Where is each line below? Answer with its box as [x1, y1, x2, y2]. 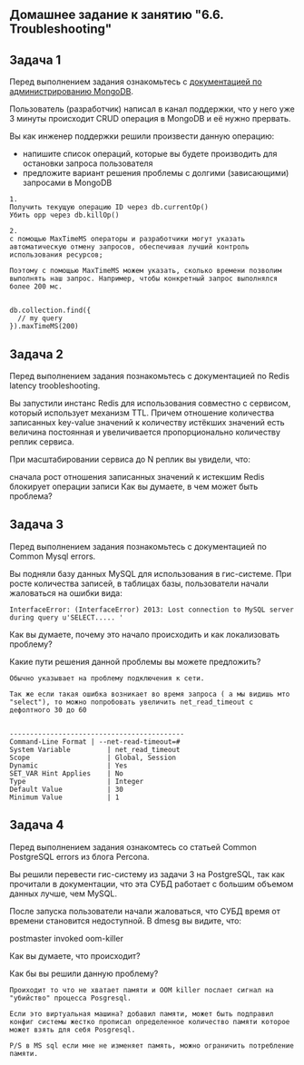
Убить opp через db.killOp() [9, 210, 120, 220]
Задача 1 [9, 52, 62, 67]
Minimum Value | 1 [9, 793, 120, 802]
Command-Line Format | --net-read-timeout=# [9, 737, 181, 747]
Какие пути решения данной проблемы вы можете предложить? [9, 656, 261, 667]
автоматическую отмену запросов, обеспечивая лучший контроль [9, 242, 250, 252]
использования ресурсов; [9, 250, 103, 259]
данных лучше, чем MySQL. [9, 888, 118, 899]
